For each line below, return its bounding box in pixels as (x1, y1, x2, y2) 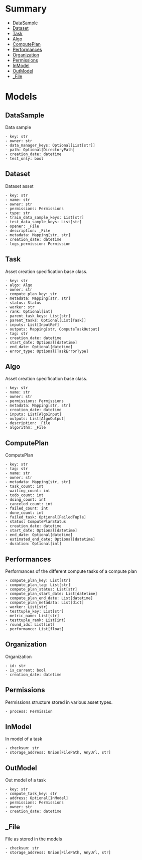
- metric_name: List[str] (5, 613, 59, 618)
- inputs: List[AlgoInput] (5, 412, 62, 417)
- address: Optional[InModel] (5, 796, 69, 801)
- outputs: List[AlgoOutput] (5, 416, 66, 421)
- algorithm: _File (5, 425, 46, 430)
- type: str (5, 210, 30, 216)
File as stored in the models (5, 836, 63, 842)
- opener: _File (5, 224, 39, 229)
